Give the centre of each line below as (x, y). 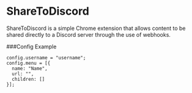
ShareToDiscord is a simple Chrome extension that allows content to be (96, 28)
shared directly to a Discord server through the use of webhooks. (89, 34)
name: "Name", (30, 69)
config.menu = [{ (28, 63)
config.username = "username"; (46, 58)
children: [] (28, 79)
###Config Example (31, 46)
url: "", (23, 74)
